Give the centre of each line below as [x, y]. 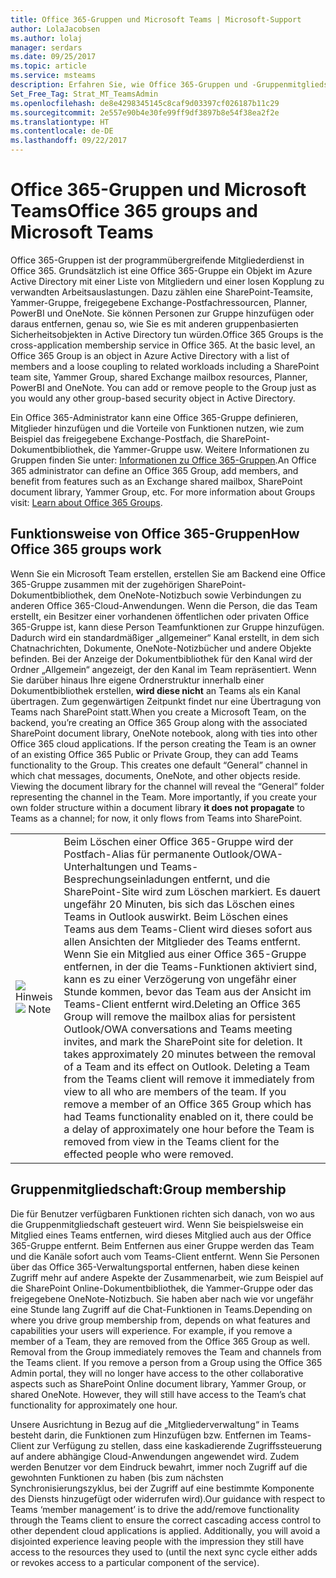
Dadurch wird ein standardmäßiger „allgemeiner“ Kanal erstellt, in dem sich [165, 637]
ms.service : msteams [53, 76]
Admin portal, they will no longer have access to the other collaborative [157, 1373]
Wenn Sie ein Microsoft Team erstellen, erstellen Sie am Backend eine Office [168, 573]
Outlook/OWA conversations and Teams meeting [178, 1029]
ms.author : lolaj [46, 38]
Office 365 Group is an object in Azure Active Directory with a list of [150, 355]
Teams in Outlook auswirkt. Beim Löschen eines [176, 916]
